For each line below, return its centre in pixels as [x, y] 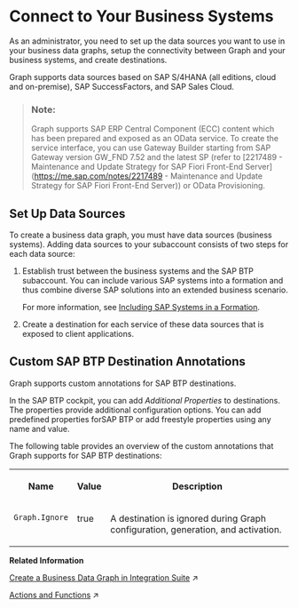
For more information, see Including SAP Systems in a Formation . [141, 308]
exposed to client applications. [78, 334]
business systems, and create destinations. [88, 60]
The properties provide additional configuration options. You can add [135, 410]
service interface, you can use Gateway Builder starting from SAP [151, 148]
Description [197, 486]
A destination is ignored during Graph [188, 518]
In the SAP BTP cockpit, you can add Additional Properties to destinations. [145, 400]
